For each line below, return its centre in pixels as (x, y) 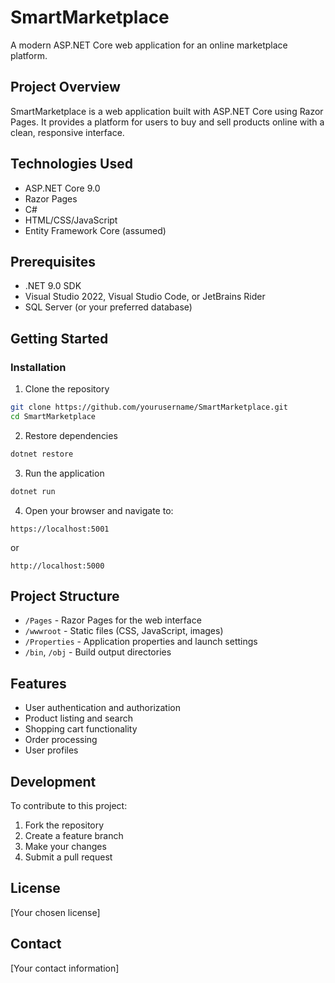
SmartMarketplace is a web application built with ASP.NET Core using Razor (167, 111)
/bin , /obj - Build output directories (98, 652)
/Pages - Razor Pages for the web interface (113, 620)
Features (38, 683)
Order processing (61, 740)
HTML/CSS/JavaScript (71, 220)
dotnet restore (42, 454)
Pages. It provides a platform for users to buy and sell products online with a (167, 122)
